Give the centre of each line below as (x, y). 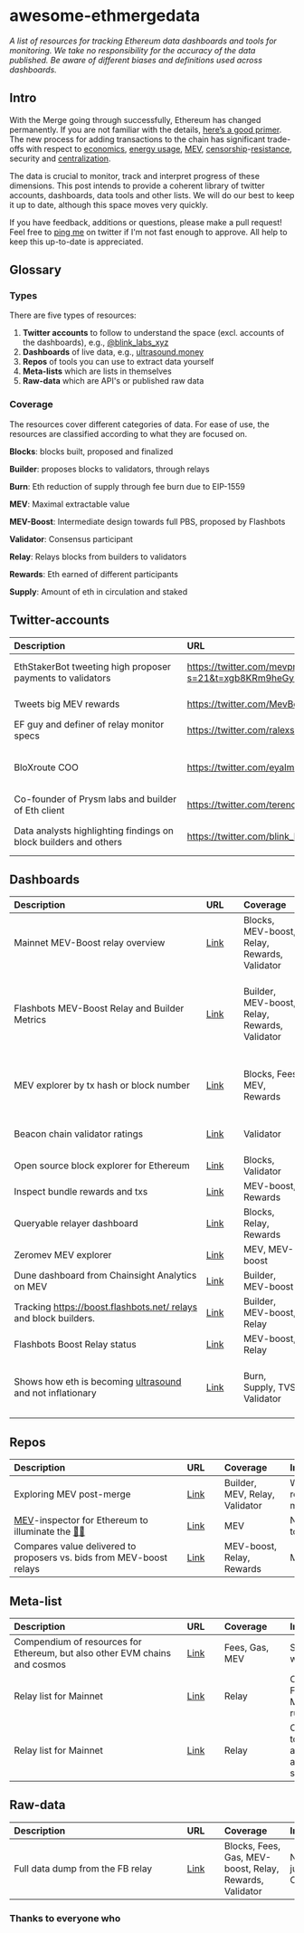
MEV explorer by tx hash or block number (102, 1085)
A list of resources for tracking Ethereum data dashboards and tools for (143, 41)
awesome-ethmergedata (105, 16)
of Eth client (39, 810)
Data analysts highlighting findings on (94, 831)
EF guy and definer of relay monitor (89, 724)
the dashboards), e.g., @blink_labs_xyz (95, 343)
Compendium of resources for (78, 1642)
